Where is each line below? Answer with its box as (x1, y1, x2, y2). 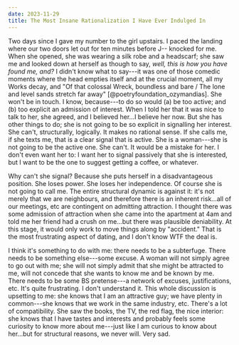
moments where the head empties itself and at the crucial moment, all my (8, 74, 223, 83)
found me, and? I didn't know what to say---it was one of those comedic (8, 67, 221, 76)
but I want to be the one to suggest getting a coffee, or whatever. (8, 158, 198, 166)
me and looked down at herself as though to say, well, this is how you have (8, 59, 228, 68)
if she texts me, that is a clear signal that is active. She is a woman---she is (8, 135, 228, 143)
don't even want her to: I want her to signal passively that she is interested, (8, 150, 228, 159)
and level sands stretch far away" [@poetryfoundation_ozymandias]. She (8, 90, 223, 98)
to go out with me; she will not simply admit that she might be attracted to (8, 261, 223, 269)
